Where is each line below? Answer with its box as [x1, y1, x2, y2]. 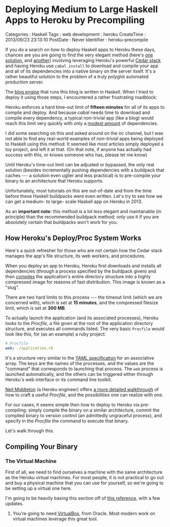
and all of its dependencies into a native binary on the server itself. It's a [5, 68, 156, 74]
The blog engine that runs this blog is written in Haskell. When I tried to [5, 89, 154, 95]
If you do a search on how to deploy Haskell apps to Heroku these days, [5, 46, 156, 52]
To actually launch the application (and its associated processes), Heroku [5, 314, 159, 321]
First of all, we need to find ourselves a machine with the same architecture [5, 469, 162, 475]
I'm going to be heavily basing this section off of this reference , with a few [5, 495, 160, 502]
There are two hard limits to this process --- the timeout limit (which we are [5, 294, 162, 300]
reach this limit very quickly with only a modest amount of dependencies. [5, 120, 158, 126]
